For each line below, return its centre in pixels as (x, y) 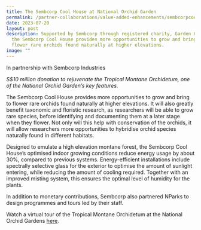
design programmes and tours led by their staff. (65, 203)
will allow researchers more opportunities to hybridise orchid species (91, 128)
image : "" (19, 51)
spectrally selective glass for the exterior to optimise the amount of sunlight (99, 165)
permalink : (20, 17)
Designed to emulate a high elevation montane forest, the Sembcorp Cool (97, 146)
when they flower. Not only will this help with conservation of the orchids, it (99, 122)
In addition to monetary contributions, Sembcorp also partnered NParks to (98, 196)
